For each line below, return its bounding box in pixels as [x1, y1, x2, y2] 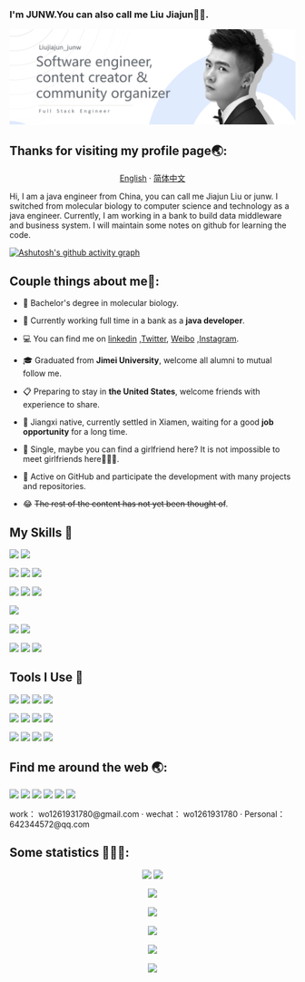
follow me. [22, 368, 62, 379]
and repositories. [22, 481, 86, 492]
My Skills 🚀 [9, 525, 73, 540]
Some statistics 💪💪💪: [9, 845, 130, 860]
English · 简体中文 [119, 172, 186, 184]
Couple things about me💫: [9, 273, 160, 289]
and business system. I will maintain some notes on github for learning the [9, 220, 287, 231]
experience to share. [22, 399, 100, 410]
